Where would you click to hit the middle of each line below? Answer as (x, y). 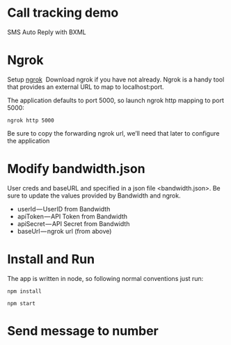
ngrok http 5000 (31, 120)
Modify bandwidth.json (76, 169)
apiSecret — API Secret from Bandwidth (73, 223)
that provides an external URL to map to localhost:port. (86, 87)
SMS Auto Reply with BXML (47, 32)
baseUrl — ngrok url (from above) (64, 231)
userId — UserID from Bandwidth (64, 209)
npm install (24, 291)
